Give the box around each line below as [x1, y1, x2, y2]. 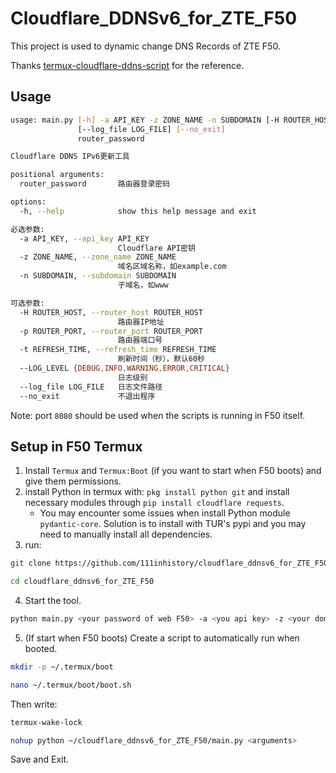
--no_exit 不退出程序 [19, 391, 156, 401]
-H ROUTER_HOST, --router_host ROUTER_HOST [19, 307, 203, 317]
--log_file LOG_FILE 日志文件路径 [19, 382, 163, 392]
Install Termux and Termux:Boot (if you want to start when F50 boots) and [24, 465, 322, 477]
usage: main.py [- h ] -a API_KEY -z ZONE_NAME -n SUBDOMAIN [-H [10, 115, 280, 125]
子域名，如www [117, 280, 169, 290]
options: [10, 197, 47, 207]
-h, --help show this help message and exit [19, 206, 257, 216]
